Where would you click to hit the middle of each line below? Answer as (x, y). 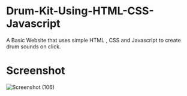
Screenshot (36, 71)
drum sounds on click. (34, 47)
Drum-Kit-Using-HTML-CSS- (80, 11)
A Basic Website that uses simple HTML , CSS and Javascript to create (93, 40)
